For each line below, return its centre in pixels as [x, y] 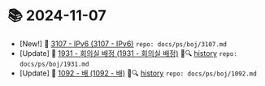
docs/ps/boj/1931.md [54, 64]
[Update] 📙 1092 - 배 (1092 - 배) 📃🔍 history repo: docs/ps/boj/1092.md [138, 73]
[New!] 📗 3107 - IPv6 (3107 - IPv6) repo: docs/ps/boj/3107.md [123, 43]
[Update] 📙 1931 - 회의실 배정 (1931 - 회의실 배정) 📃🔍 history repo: [128, 53]
